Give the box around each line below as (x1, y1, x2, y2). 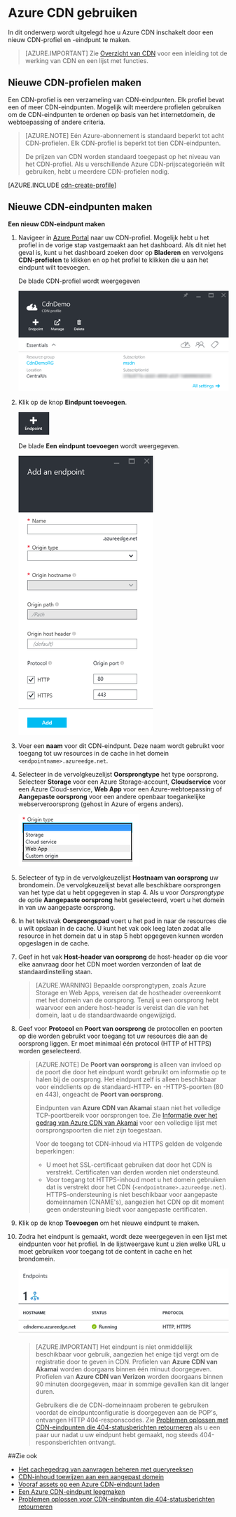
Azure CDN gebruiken (8, 5, 138, 21)
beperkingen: (35, 1147, 74, 1156)
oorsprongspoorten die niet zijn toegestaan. (35, 1126, 162, 1135)
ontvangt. (88, 1438, 116, 1446)
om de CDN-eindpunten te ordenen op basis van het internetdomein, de (8, 110, 216, 118)
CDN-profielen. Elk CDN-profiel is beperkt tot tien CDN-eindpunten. (25, 139, 221, 147)
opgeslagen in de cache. (18, 939, 90, 948)
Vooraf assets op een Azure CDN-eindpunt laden (18, 1480, 160, 1488)
